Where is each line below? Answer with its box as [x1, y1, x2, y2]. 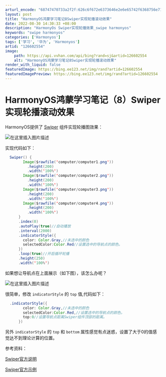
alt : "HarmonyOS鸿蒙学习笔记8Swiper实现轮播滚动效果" [14, 58, 117, 63]
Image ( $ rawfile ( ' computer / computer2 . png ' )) [23, 173, 114, 178]
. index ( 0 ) [18, 219, 39, 224]
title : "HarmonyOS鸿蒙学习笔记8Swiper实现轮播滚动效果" [5, 16, 112, 21]
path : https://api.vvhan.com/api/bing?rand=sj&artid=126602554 [14, 53, 147, 58]
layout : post [5, 12, 32, 17]
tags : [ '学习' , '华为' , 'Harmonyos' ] [5, 40, 80, 44]
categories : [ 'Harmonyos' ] [5, 35, 61, 40]
